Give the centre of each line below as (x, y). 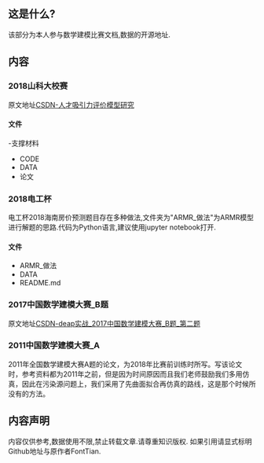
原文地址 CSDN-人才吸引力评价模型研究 (71, 105)
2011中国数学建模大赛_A (54, 346)
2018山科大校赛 (38, 86)
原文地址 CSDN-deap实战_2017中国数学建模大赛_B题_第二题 (104, 323)
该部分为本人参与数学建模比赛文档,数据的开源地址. (90, 35)
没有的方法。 (29, 393)
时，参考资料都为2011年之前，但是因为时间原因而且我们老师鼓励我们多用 (125, 374)
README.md (40, 283)
